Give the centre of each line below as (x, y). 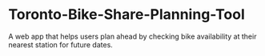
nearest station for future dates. (61, 44)
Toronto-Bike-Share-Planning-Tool (127, 15)
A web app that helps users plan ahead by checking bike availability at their (132, 36)
